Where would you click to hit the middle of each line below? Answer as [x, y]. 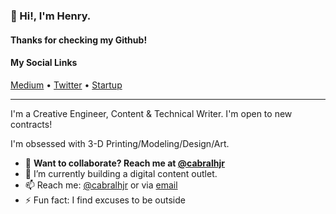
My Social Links [44, 63]
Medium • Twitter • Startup [66, 85]
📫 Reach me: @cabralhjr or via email [101, 185]
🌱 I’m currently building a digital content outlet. [121, 173]
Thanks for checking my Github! [79, 40]
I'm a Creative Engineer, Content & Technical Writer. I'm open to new [151, 113]
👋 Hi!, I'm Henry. [51, 16]
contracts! [31, 124]
